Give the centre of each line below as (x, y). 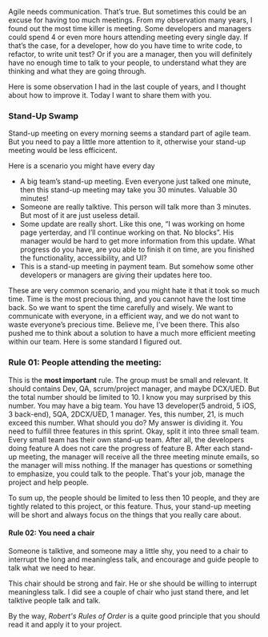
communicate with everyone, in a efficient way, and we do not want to (124, 316)
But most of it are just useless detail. (80, 216)
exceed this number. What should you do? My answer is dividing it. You (126, 422)
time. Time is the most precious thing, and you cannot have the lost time (127, 299)
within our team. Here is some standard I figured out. (95, 342)
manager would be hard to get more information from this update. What (138, 241)
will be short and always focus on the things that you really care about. (125, 514)
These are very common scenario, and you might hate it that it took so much (134, 291)
